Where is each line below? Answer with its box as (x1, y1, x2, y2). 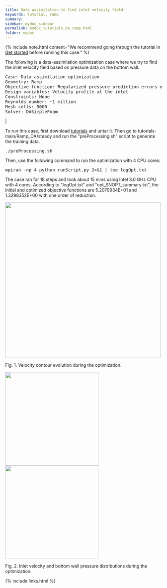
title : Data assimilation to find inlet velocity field (5, 7, 123, 12)
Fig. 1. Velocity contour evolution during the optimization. (5, 362, 122, 368)
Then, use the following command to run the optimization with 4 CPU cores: (5, 157, 161, 163)
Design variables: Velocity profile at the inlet (5, 89, 129, 95)
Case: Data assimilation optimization (5, 74, 100, 80)
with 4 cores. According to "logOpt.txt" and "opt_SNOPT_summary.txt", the (5, 182, 159, 187)
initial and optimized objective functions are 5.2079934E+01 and (5, 187, 137, 193)
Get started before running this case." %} (5, 49, 90, 55)
